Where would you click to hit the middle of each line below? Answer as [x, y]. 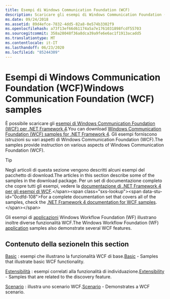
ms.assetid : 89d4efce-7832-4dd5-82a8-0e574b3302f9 [60, 24]
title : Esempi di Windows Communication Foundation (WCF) [68, 10]
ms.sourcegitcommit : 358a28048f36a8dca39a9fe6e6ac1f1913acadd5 [73, 33]
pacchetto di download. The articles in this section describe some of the [80, 176]
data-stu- [153, 191]
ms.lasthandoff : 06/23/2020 [35, 48]
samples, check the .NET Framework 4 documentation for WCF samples [80, 202]
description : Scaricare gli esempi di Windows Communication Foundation [83, 15]
